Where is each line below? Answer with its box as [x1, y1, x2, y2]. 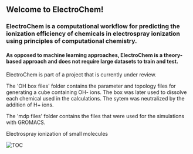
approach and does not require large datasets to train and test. [22, 58, 179, 65]
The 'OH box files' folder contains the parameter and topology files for [6, 82, 176, 89]
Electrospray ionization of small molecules [6, 130, 109, 137]
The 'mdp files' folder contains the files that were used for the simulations [6, 112, 185, 119]
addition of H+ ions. [6, 101, 54, 108]
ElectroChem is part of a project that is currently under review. [6, 71, 157, 78]
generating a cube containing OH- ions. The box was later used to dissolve [6, 88, 187, 96]
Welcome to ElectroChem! [6, 5, 104, 15]
